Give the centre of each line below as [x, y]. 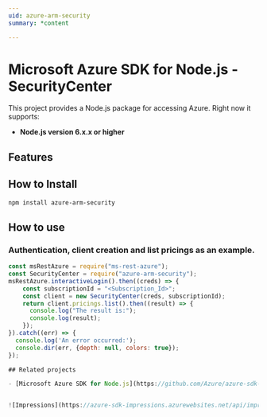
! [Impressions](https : [46, 405]
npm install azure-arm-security [62, 203]
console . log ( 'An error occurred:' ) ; [76, 340]
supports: [24, 117]
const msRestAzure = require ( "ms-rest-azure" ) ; [89, 267]
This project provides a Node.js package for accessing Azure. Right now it [130, 108]
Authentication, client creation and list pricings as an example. [132, 250]
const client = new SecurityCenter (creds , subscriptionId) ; [124, 296]
